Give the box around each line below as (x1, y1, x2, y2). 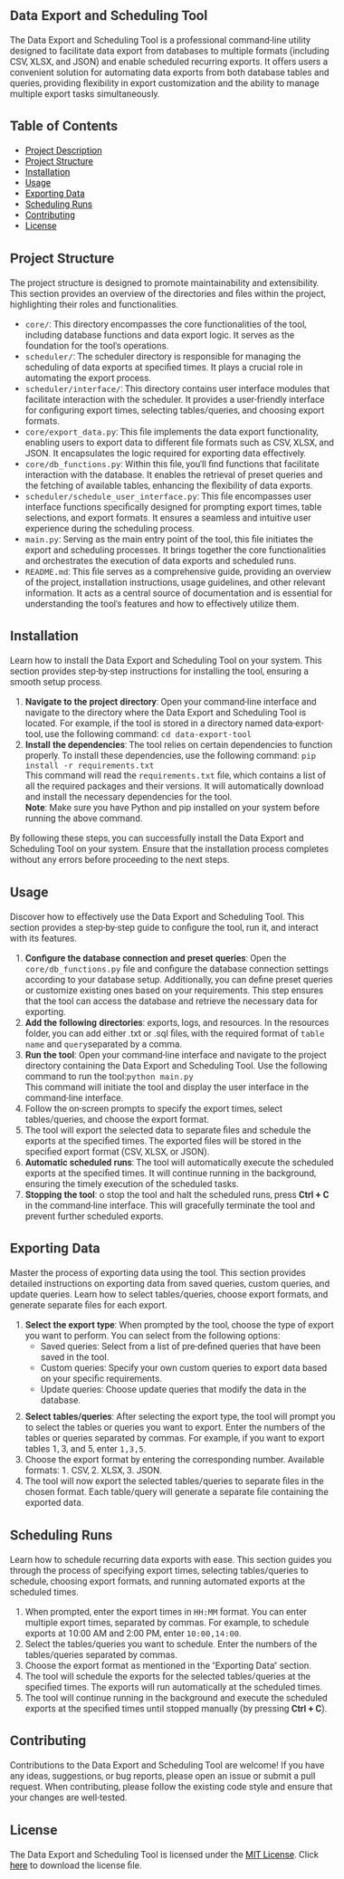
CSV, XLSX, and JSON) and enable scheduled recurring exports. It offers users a (10, 55, 329, 68)
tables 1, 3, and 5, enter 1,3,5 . (24, 1443, 147, 1454)
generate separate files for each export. (10, 1299, 167, 1311)
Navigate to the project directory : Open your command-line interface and (24, 696, 317, 707)
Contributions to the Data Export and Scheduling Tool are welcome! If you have (10, 1759, 325, 1771)
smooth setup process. (10, 676, 103, 688)
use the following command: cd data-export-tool (44, 728, 252, 740)
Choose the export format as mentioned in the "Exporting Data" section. (24, 1659, 312, 1672)
